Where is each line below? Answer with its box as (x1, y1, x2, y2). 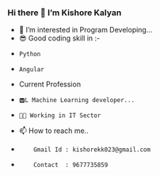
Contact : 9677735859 (33, 162, 109, 169)
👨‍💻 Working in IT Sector (18, 112, 101, 120)
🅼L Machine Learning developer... (18, 97, 135, 105)
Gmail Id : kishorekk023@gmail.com (33, 146, 151, 154)
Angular (18, 66, 44, 74)
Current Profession (18, 79, 81, 89)
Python (18, 51, 41, 59)
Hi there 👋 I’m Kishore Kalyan (7, 7, 122, 18)
